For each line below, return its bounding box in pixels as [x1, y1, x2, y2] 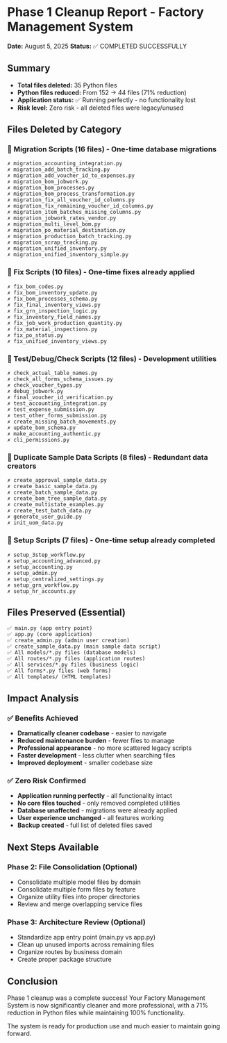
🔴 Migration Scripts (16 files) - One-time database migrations [7, 144, 217, 154]
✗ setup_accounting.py [7, 563, 73, 570]
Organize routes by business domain [17, 948, 123, 956]
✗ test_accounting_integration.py [7, 400, 108, 407]
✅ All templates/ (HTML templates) [7, 674, 112, 681]
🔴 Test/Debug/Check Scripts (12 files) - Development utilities [7, 353, 217, 363]
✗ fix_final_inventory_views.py [7, 301, 101, 308]
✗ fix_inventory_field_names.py [7, 313, 101, 320]
